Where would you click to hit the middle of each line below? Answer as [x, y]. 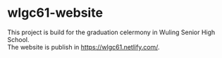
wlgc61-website [55, 13]
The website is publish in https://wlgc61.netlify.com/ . [84, 47]
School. [18, 39]
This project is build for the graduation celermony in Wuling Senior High [111, 32]
